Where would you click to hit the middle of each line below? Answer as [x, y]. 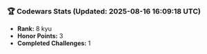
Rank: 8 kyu [34, 29]
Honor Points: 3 [40, 36]
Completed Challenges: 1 [54, 43]
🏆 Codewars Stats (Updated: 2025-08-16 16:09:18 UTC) [104, 11]
